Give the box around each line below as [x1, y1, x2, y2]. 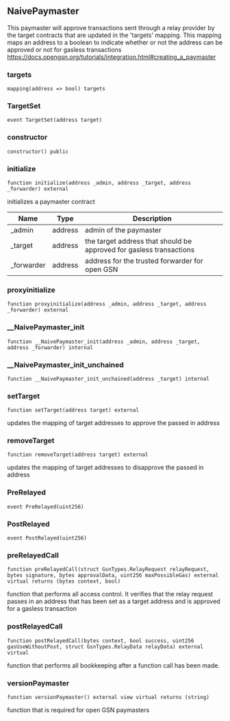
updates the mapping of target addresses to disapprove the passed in [7, 464, 204, 472]
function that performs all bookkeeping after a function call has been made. [7, 661, 220, 670]
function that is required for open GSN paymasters [7, 705, 150, 714]
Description [132, 214, 172, 223]
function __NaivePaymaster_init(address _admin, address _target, [7, 338, 201, 345]
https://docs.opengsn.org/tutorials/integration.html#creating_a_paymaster [7, 53, 216, 61]
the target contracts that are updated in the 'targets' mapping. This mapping [7, 31, 222, 39]
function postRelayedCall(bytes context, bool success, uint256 [7, 637, 194, 644]
